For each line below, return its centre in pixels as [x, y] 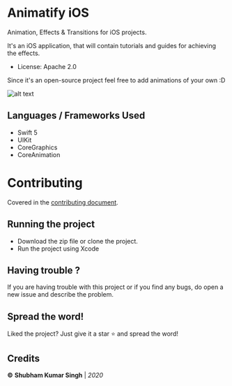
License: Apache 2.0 [47, 66]
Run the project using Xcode [58, 248]
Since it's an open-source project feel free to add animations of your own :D [116, 80]
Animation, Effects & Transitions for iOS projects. [77, 32]
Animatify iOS [48, 13]
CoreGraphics [37, 147]
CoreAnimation [39, 154]
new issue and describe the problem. [60, 295]
